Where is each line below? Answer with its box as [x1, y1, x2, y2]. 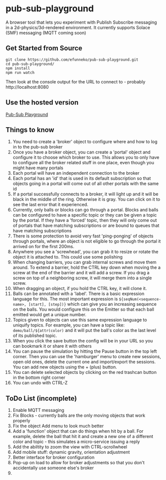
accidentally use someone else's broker [12, 465, 94, 471]
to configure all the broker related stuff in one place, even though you [12, 160, 155, 166]
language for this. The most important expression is [12, 296, 118, 302]
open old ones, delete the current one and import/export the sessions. [12, 359, 156, 365]
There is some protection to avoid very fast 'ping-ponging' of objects [12, 233, 154, 239]
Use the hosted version [5, 98, 79, 107]
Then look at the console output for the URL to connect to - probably [5, 78, 146, 84]
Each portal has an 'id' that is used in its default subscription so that [12, 176, 151, 182]
